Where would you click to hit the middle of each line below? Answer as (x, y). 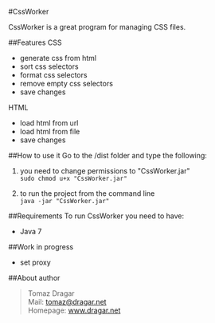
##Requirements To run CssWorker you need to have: (96, 216)
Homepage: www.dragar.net (74, 310)
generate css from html (58, 58)
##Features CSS (35, 42)
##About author (34, 278)
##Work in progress (41, 247)
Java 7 (31, 231)
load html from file (50, 132)
